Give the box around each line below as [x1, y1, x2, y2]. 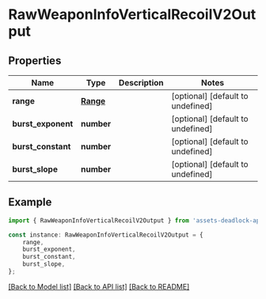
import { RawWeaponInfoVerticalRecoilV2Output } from [8, 216, 190, 225]
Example [8, 195, 52, 209]
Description [118, 78, 164, 88]
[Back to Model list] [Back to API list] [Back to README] [8, 282, 190, 291]
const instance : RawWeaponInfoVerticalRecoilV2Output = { [8, 231, 203, 239]
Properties [8, 54, 62, 67]
